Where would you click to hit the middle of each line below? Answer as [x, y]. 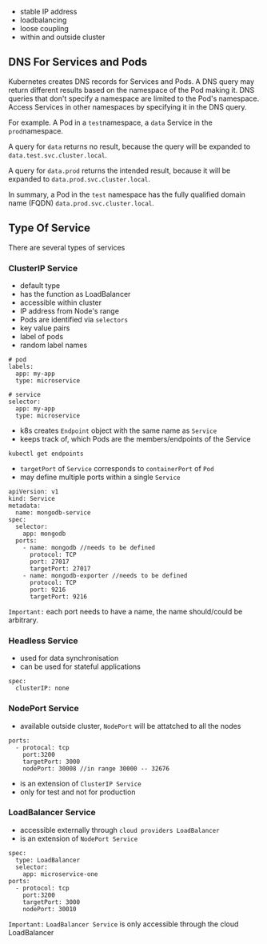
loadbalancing [43, 20]
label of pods [42, 336]
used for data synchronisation [69, 658]
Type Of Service [49, 228]
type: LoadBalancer [48, 860]
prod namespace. [36, 130]
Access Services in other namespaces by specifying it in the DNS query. [128, 106]
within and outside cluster [62, 37]
